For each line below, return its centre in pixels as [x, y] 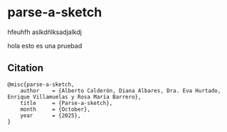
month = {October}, [56, 109]
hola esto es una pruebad [45, 45]
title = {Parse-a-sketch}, [67, 103]
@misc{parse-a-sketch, [41, 84]
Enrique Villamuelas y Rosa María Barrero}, [74, 97]
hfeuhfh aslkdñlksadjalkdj [44, 32]
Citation [26, 68]
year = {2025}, [51, 115]
